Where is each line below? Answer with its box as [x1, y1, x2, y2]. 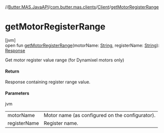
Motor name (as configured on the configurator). [44, 112, 156, 119]
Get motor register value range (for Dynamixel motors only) [5, 57, 124, 63]
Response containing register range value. [5, 79, 91, 85]
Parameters [5, 90, 29, 96]
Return [5, 68, 20, 74]
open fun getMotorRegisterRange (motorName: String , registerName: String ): [5, 42, 160, 48]
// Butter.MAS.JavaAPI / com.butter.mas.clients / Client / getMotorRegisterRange [5, 4, 159, 10]
